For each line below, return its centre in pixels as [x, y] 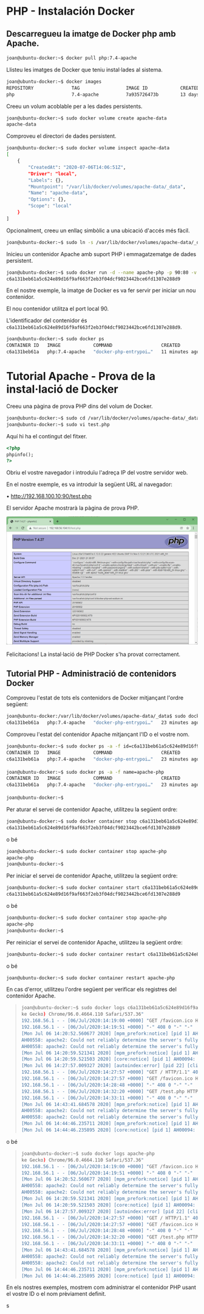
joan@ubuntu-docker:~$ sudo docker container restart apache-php [90, 978]
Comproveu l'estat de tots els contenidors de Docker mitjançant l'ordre [95, 698]
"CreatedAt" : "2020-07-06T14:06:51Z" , [77, 167]
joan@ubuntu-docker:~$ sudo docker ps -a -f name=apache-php [85, 772]
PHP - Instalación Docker [70, 11]
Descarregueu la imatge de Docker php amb [91, 34]
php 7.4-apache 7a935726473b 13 [96, 95]
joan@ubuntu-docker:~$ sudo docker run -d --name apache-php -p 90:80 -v [102, 273]
